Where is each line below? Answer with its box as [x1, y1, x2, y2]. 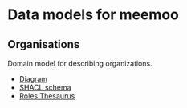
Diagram [18, 74, 48, 83]
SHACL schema [18, 82, 71, 92]
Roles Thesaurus [18, 91, 75, 101]
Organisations [7, 38, 80, 51]
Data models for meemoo [7, 6, 180, 24]
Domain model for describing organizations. [7, 58, 153, 68]
